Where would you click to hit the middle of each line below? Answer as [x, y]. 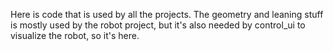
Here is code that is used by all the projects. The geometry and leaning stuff [167, 14]
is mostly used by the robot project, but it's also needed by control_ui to [158, 25]
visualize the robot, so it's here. [75, 35]
